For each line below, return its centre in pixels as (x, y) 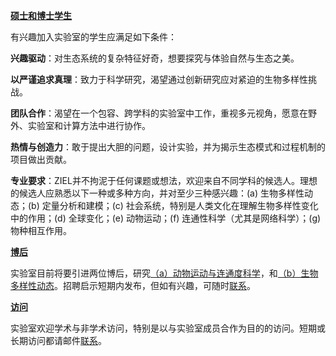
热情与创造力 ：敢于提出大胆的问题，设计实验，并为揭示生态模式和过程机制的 (168, 147)
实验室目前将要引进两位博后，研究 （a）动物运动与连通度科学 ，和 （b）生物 (164, 273)
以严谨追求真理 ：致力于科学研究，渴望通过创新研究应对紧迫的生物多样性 (159, 79)
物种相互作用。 (41, 230)
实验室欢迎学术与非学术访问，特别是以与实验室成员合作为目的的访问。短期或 (168, 328)
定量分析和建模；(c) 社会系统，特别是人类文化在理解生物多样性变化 (180, 205)
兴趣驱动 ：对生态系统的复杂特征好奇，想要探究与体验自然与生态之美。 (155, 58)
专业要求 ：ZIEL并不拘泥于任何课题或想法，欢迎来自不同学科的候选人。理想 (164, 180)
